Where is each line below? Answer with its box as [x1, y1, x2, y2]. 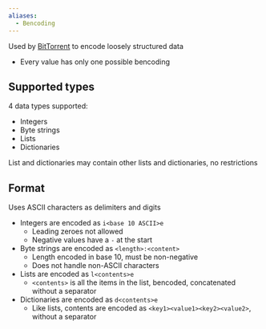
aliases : [8, 11, 38, 20]
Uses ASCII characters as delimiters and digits [8, 202, 162, 213]
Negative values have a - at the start [31, 235, 153, 245]
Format [8, 181, 46, 195]
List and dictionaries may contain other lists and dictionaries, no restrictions [8, 158, 258, 168]
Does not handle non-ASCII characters [31, 261, 160, 270]
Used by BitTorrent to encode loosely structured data [8, 41, 184, 51]
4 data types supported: [8, 101, 88, 111]
